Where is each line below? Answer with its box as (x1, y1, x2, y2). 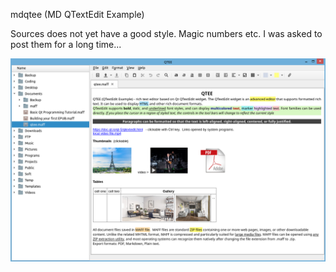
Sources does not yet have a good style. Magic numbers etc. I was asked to (10, 28, 323, 39)
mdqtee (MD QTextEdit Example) (10, 9, 145, 20)
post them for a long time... (10, 39, 122, 50)
